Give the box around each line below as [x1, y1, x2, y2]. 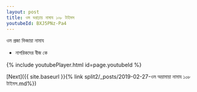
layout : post [6, 9, 40, 15]
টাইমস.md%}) [6, 80, 37, 87]
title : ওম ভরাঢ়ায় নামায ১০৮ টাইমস [6, 15, 75, 21]
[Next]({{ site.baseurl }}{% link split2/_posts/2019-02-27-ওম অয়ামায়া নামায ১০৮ [6, 73, 191, 80]
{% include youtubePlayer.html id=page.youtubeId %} [6, 62, 142, 69]
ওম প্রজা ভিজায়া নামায [6, 37, 45, 44]
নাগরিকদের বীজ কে [15, 49, 48, 57]
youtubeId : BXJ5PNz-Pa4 [6, 20, 67, 26]
